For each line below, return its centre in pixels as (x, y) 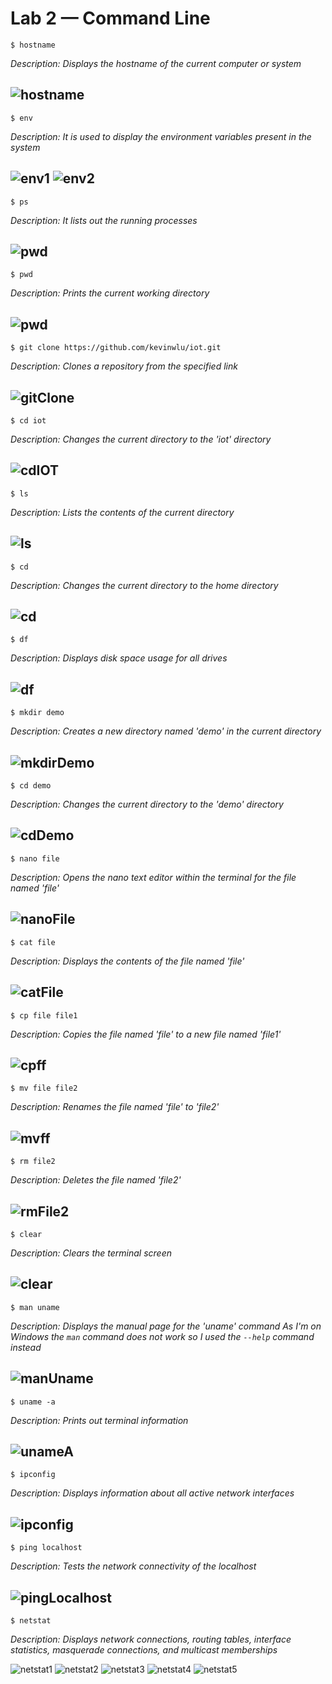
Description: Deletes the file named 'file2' (96, 1180)
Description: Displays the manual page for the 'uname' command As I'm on (166, 1326)
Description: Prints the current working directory (110, 293)
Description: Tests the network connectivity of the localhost (133, 1566)
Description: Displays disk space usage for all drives (119, 658)
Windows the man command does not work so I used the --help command (162, 1336)
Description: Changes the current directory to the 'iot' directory (141, 439)
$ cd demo (31, 786)
